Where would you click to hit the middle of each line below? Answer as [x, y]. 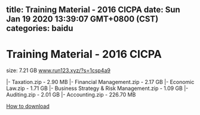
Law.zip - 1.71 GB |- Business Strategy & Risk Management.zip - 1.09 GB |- [97, 88]
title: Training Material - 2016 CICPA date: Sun [93, 10]
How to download [28, 106]
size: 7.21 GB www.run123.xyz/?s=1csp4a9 [58, 70]
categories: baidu [40, 28]
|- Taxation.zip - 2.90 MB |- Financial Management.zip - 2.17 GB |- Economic [100, 82]
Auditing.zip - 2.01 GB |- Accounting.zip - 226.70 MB [71, 95]
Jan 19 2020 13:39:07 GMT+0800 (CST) [82, 19]
